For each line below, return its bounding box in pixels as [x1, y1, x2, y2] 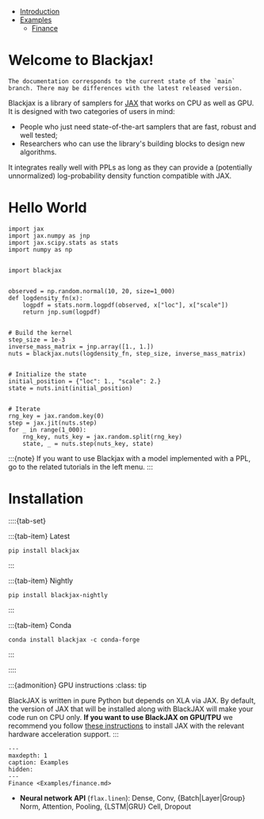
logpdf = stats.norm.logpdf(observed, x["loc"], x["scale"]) [22, 301, 228, 309]
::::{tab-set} [8, 516, 46, 525]
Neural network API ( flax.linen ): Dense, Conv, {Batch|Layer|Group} [19, 793, 246, 802]
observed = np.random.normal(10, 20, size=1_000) [8, 287, 176, 295]
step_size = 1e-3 [8, 336, 66, 344]
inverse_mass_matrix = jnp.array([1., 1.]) [8, 342, 155, 351]
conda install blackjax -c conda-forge [8, 635, 140, 644]
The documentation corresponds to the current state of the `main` [8, 77, 236, 86]
